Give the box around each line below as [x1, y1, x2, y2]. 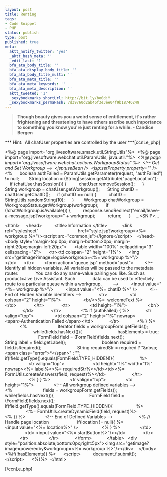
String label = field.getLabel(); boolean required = [5, 339, 141, 345]
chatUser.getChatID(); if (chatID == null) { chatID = [5, 192, 126, 198]
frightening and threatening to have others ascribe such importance [17, 119, 162, 125]
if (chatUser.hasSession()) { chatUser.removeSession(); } [9, 181, 144, 187]
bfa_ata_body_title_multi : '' [9, 72, 72, 77]
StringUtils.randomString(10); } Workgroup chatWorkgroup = [5, 197, 144, 203]
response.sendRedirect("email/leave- [83, 208, 160, 214]
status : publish [5, 30, 39, 35]
